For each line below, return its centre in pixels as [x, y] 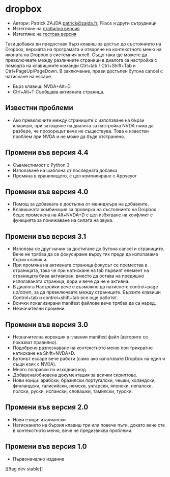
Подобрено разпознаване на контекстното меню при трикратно [82, 348]
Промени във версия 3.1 [46, 236]
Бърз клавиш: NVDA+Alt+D [42, 86]
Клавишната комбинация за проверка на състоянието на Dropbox [84, 210]
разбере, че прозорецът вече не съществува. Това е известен [81, 131]
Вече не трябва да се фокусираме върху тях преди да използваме [86, 254]
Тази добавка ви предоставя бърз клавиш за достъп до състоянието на [83, 43]
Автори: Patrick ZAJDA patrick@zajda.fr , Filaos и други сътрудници [84, 23]
